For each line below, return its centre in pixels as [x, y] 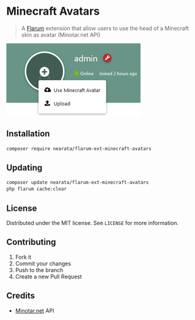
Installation [28, 134]
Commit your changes [43, 263]
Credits [21, 296]
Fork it [23, 257]
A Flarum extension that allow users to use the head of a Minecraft [105, 28]
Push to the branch [39, 270]
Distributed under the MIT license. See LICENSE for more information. [93, 223]
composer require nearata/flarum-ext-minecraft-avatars [79, 148]
